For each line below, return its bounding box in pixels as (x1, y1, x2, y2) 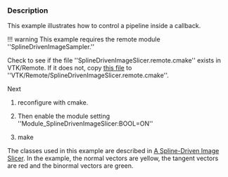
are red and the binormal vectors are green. (7, 162, 134, 170)
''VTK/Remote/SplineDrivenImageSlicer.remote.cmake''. (7, 71, 169, 79)
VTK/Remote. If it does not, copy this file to (7, 64, 132, 72)
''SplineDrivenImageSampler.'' (7, 43, 95, 51)
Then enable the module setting (17, 112, 110, 121)
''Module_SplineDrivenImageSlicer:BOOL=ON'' (17, 119, 153, 128)
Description (7, 6, 49, 15)
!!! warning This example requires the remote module (7, 35, 160, 44)
